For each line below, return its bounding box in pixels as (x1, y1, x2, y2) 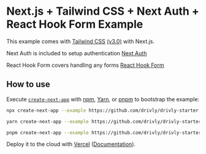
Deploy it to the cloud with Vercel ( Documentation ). (6, 141, 136, 148)
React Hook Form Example (6, 17, 143, 31)
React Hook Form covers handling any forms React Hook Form (6, 61, 164, 69)
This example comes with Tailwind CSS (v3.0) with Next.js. (6, 37, 155, 45)
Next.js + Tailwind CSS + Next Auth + (6, 4, 199, 18)
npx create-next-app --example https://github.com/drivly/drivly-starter (6, 107, 199, 114)
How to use (6, 79, 50, 90)
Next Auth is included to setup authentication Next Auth (6, 49, 147, 56)
